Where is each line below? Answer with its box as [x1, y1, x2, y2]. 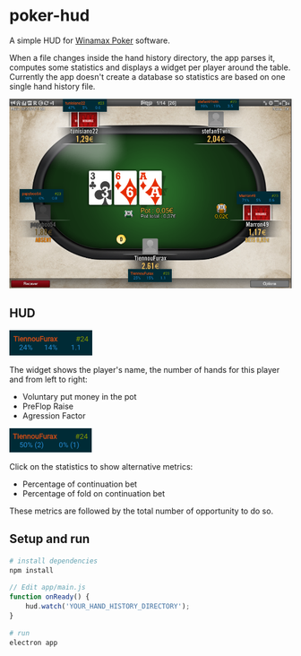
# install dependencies [9, 557, 99, 565]
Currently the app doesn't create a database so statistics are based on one [9, 71, 286, 82]
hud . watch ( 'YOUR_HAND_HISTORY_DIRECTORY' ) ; [25, 602, 191, 611]
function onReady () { [9, 592, 90, 601]
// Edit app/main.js [9, 583, 87, 592]
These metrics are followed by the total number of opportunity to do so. [9, 505, 274, 516]
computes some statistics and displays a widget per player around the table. [9, 62, 291, 73]
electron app [9, 638, 58, 647]
